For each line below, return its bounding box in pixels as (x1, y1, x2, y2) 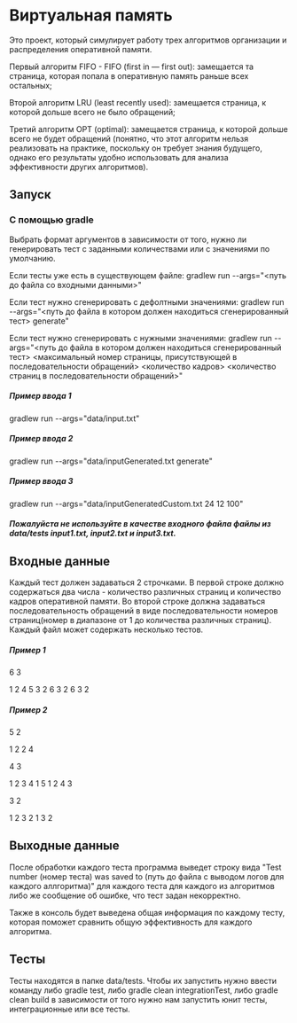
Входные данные (9, 553, 111, 568)
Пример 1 (9, 644, 46, 655)
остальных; (9, 80, 53, 90)
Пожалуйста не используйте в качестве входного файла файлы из (9, 519, 272, 529)
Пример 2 (9, 704, 48, 715)
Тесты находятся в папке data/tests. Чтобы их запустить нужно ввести (9, 975, 277, 986)
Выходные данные (9, 839, 120, 854)
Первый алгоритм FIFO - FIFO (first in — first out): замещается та (9, 61, 254, 72)
